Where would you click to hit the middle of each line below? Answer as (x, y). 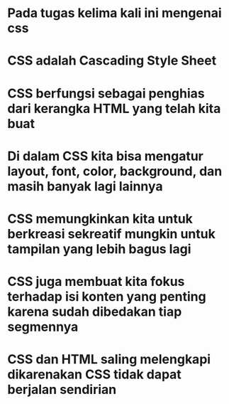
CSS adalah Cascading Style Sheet (112, 61)
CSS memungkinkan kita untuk (100, 219)
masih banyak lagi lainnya (85, 186)
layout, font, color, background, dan (115, 171)
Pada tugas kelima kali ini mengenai (114, 13)
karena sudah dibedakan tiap (95, 312)
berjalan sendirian (62, 390)
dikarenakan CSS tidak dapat (95, 374)
